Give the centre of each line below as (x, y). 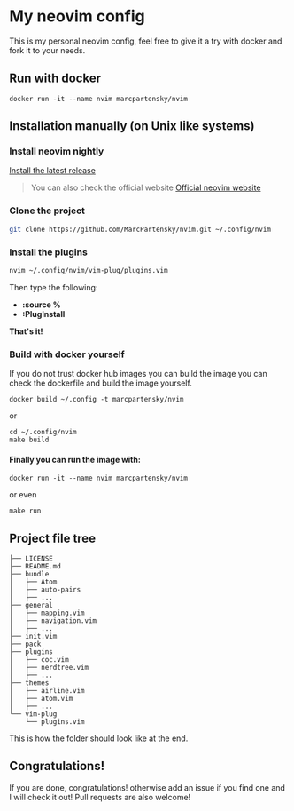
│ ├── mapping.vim (47, 613)
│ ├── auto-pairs (45, 590)
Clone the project (47, 211)
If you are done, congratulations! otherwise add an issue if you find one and (147, 787)
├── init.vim (33, 637)
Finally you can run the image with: (75, 459)
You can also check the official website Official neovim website (146, 187)
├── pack (25, 644)
